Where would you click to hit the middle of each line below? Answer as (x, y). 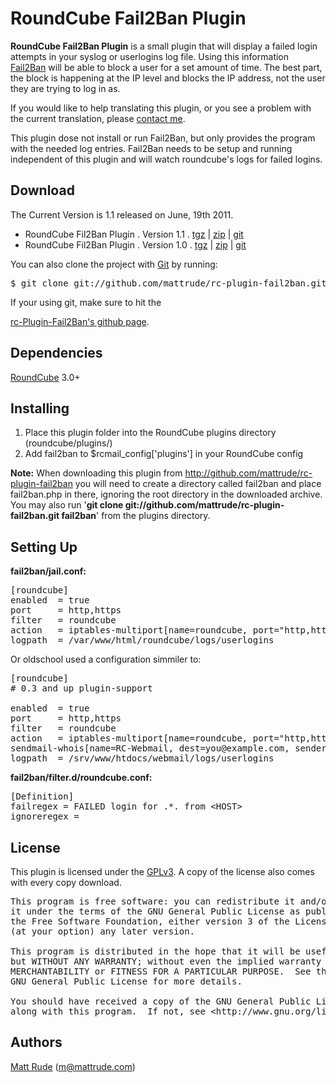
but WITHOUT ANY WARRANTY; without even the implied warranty (166, 961)
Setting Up (44, 547)
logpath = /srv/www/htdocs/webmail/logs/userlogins (142, 758)
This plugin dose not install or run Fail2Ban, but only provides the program (163, 138)
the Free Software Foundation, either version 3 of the (150, 921)
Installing (40, 408)
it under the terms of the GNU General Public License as (155, 911)
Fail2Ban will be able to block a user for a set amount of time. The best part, (166, 67)
